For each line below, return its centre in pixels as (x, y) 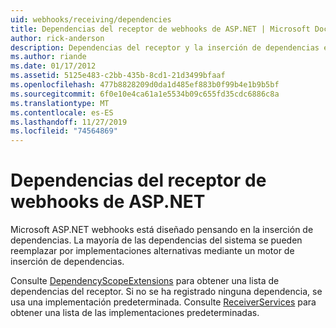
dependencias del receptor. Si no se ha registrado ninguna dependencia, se (166, 292)
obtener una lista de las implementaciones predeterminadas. (135, 313)
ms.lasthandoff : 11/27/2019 (69, 122)
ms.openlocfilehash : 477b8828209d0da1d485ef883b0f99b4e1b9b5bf (145, 85)
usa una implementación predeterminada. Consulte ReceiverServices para (163, 302)
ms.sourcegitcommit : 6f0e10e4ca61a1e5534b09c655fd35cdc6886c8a (145, 94)
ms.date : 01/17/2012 (53, 66)
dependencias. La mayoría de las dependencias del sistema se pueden (156, 240)
